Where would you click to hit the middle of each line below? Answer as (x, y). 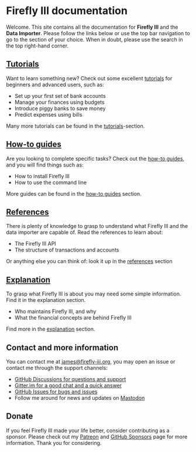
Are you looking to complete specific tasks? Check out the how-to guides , (95, 158)
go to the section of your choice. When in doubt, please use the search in (94, 39)
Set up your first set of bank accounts (60, 96)
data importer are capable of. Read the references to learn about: (85, 232)
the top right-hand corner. (37, 46)
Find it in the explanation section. (46, 300)
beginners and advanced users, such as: (55, 84)
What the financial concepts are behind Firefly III (73, 318)
